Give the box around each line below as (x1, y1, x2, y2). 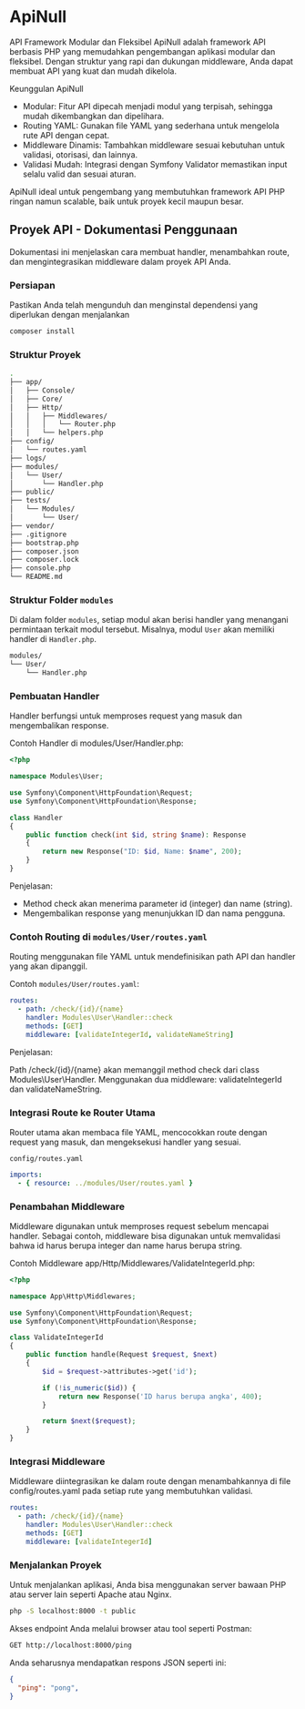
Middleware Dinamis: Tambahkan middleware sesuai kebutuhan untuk (22, 139, 285, 150)
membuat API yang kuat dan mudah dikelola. (9, 66, 178, 76)
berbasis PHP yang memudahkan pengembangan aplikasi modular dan (9, 46, 276, 56)
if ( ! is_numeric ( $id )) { (42, 1383, 137, 1392)
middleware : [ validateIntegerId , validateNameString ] (25, 1030, 234, 1039)
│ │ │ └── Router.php (9, 420, 117, 429)
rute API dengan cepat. (22, 129, 110, 140)
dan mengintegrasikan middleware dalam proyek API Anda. (9, 256, 231, 267)
